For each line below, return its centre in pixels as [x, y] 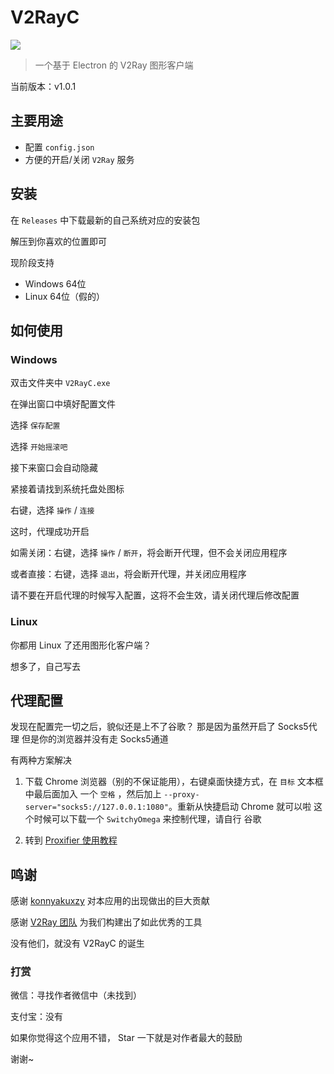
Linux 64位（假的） [64, 296]
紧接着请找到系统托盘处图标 [67, 489]
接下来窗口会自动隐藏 [54, 468]
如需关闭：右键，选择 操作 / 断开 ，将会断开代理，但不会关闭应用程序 [149, 553]
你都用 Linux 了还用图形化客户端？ [81, 645]
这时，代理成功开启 [50, 532]
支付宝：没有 [36, 1017]
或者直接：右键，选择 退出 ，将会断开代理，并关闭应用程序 [128, 574]
